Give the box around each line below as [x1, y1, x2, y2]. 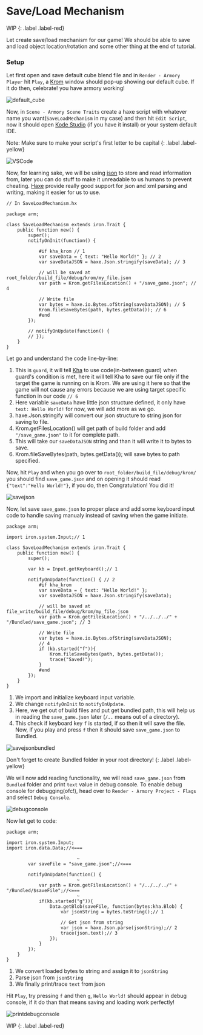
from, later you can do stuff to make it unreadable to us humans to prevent [6, 176, 192, 183]
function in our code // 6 [15, 392, 79, 400]
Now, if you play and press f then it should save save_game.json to [15, 726, 181, 733]
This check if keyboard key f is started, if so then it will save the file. [15, 719, 186, 727]
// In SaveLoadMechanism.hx [6, 201, 78, 207]
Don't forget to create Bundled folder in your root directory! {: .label [6, 756, 175, 764]
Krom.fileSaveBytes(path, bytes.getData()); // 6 [38, 307, 167, 313]
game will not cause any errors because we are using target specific [15, 386, 187, 393]
